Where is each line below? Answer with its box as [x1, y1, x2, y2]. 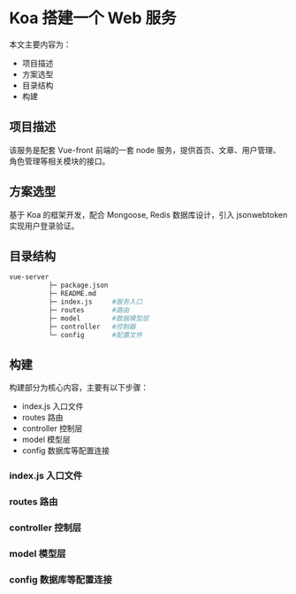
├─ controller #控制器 [48, 322, 136, 331]
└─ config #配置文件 [48, 330, 143, 339]
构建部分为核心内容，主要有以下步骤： [9, 382, 148, 393]
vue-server [9, 273, 49, 282]
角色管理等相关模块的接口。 [9, 156, 110, 166]
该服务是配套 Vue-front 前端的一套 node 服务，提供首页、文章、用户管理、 [9, 144, 281, 155]
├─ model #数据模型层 [48, 313, 149, 323]
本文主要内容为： [9, 39, 72, 50]
